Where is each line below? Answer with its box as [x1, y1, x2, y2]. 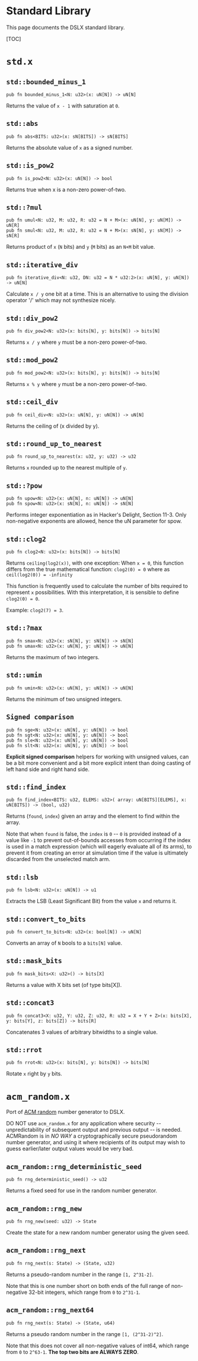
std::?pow [6, 481, 43, 490]
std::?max [6, 623, 43, 632]
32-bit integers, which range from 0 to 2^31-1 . [28, 1289, 140, 1296]
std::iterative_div [6, 260, 78, 269]
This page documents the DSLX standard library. [6, 24, 125, 31]
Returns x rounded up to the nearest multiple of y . [6, 464, 127, 471]
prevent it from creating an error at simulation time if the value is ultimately [6, 849, 189, 856]
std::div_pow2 [6, 314, 58, 322]
